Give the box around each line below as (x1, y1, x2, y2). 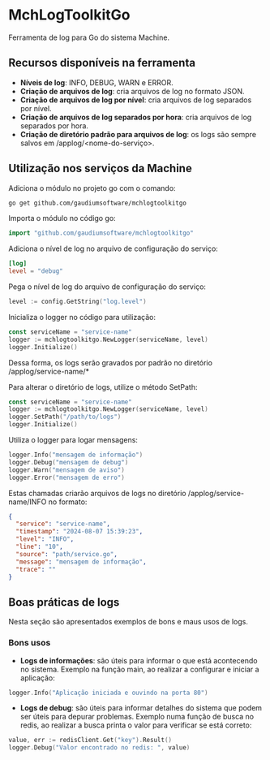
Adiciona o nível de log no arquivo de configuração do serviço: (8, 244, 219, 253)
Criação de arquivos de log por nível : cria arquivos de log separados (19, 95, 252, 105)
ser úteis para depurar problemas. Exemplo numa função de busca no (19, 712, 254, 722)
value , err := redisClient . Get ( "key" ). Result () (8, 736, 173, 745)
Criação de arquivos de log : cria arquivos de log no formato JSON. (19, 86, 245, 96)
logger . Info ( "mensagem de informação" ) (8, 451, 144, 460)
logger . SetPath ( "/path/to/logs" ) (8, 412, 122, 421)
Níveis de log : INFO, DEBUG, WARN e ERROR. (19, 77, 174, 87)
